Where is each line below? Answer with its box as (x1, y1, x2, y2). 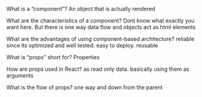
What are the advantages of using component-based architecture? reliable (6, 35, 195, 42)
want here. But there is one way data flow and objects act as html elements (6, 24, 196, 31)
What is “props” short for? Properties (6, 54, 100, 60)
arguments (6, 72, 34, 79)
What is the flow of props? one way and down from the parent (6, 84, 163, 91)
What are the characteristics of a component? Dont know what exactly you (6, 17, 195, 24)
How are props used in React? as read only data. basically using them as (6, 65, 190, 73)
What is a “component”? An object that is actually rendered (6, 5, 155, 12)
